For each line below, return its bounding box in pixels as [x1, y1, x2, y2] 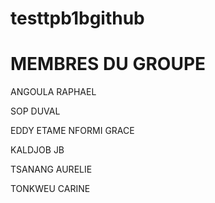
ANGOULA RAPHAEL [10, 86, 97, 98]
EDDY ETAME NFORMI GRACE [10, 125, 135, 137]
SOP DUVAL [10, 105, 61, 117]
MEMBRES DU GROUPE [10, 53, 207, 76]
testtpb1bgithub [10, 7, 145, 30]
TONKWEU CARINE [10, 183, 91, 195]
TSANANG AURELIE [10, 163, 93, 176]
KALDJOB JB [10, 144, 65, 156]
